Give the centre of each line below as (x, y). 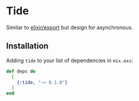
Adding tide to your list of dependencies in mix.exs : (70, 60)
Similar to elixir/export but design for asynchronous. (70, 27)
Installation (27, 46)
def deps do (21, 71)
